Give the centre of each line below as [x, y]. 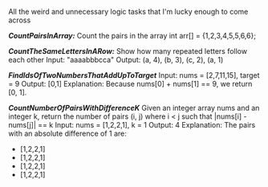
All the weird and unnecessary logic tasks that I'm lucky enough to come [128, 12]
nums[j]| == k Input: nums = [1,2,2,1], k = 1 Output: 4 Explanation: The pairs [132, 125]
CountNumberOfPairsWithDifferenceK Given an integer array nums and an [134, 108]
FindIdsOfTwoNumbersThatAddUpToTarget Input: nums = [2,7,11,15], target [134, 75]
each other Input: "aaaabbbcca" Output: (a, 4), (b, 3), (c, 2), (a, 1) [116, 60]
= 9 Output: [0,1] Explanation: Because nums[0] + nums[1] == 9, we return [130, 84]
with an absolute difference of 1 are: [67, 133]
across [20, 20]
